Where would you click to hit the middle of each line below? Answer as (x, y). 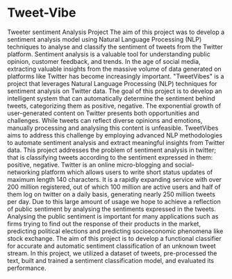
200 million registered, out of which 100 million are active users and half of (114, 187)
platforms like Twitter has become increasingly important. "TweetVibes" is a (116, 76)
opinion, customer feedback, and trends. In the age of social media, (104, 61)
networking (24, 172)
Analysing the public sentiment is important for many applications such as (113, 216)
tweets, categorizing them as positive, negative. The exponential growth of (114, 105)
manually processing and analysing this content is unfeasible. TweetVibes (113, 128)
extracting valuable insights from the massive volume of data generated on (114, 69)
